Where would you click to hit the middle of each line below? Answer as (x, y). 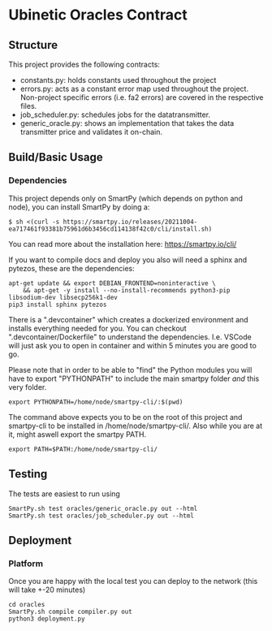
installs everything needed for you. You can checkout (97, 328)
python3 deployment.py (47, 619)
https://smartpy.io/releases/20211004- (130, 222)
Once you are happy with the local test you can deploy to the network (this (133, 581)
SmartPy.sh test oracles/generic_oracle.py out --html (103, 508)
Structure (33, 45)
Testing (28, 474)
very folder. (28, 387)
